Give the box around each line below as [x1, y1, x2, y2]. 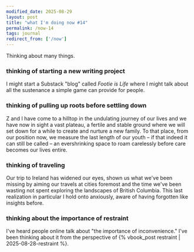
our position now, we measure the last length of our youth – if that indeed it [6, 133, 188, 140]
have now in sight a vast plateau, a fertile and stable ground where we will [6, 121, 185, 128]
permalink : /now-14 [6, 25, 54, 31]
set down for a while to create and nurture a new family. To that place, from [6, 127, 189, 135]
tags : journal [6, 31, 41, 37]
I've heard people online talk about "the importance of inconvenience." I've [6, 228, 188, 235]
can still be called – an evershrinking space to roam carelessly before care [6, 140, 186, 147]
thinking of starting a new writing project [6, 67, 125, 75]
